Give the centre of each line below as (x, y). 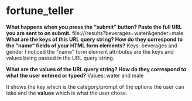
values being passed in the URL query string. (60, 58)
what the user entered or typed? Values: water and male (75, 75)
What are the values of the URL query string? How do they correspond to (96, 69)
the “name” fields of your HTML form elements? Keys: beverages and (92, 46)
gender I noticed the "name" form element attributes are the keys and (90, 51)
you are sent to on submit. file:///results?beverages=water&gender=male (95, 33)
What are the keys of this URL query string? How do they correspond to (95, 39)
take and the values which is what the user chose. (67, 93)
